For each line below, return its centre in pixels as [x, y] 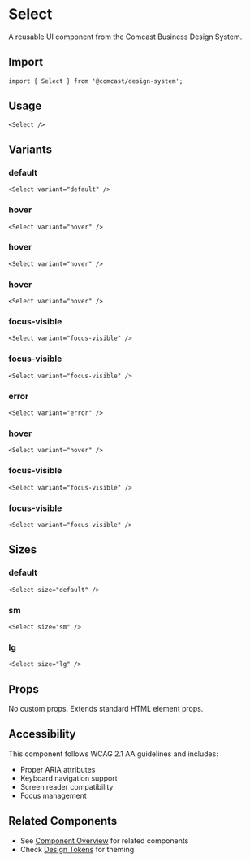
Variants [30, 149]
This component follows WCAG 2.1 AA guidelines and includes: [114, 754]
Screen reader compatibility [67, 786]
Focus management [53, 795]
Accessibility [42, 734]
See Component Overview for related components [104, 840]
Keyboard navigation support [69, 778]
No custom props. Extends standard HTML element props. [106, 709]
